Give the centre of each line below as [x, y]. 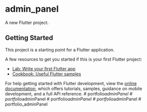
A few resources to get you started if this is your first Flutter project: [73, 59]
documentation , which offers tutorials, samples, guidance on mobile [73, 89]
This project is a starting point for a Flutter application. [60, 49]
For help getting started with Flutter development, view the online [71, 83]
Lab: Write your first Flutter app [44, 68]
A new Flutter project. [27, 22]
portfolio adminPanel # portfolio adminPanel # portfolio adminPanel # [73, 99]
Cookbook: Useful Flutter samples [47, 74]
